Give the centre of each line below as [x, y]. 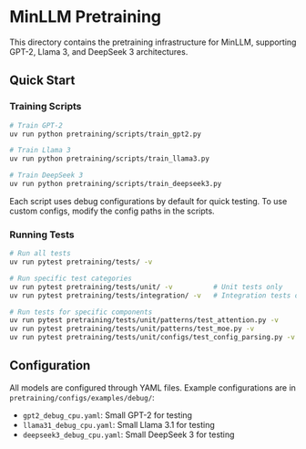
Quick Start [42, 81]
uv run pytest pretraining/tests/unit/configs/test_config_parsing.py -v [153, 338]
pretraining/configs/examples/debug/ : [82, 397]
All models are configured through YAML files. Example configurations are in [153, 387]
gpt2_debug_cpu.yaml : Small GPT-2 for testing [107, 415]
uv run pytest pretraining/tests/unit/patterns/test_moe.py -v [132, 329]
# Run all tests [40, 254]
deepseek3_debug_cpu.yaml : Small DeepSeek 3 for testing [128, 434]
